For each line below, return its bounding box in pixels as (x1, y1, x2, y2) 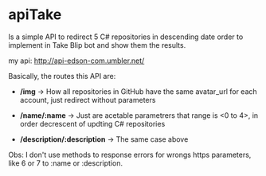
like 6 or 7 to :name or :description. (8, 158, 123, 168)
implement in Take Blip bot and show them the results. (8, 40, 186, 49)
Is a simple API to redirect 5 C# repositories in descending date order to (8, 32, 244, 41)
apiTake (8, 6, 62, 24)
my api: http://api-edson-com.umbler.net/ (8, 56, 145, 65)
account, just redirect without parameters (19, 95, 156, 104)
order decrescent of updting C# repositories (19, 119, 166, 128)
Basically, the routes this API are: (8, 71, 116, 80)
